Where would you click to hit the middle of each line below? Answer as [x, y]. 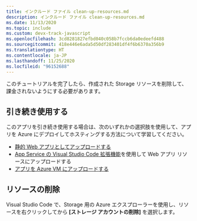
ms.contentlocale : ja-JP [36, 55]
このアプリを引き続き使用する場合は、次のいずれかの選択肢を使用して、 [94, 127]
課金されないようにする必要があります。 [55, 91]
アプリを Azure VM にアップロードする [61, 169]
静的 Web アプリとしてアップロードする [63, 147]
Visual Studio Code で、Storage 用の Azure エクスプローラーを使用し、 [92, 204]
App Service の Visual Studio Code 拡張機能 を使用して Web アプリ [95, 154]
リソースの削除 [33, 189]
